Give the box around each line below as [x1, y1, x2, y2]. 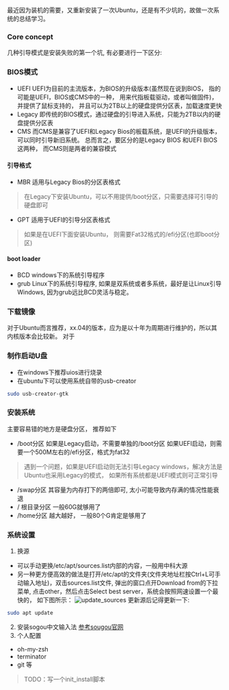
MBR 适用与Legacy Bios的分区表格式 [16, 178, 121, 186]
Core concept [7, 32, 53, 41]
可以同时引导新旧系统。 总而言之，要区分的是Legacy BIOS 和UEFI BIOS [16, 136, 217, 144]
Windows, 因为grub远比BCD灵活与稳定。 [16, 288, 133, 296]
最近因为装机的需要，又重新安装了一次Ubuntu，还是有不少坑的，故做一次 [7, 6, 214, 14]
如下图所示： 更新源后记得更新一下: [36, 596, 190, 604]
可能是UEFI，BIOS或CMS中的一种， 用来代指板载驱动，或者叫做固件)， [16, 93, 218, 101]
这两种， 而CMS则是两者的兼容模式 [16, 144, 117, 152]
